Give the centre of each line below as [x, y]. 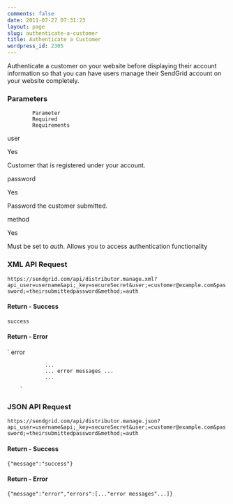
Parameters [27, 98]
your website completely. [43, 81]
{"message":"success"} [40, 464]
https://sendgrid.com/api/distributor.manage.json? [84, 421]
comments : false [31, 14]
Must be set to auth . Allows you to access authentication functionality [107, 246]
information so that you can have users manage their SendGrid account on [114, 73]
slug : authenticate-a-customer [53, 33]
